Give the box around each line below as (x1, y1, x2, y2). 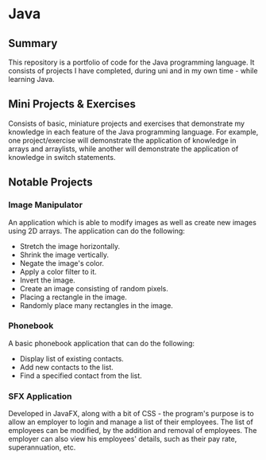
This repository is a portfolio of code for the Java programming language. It (8, 57, 255, 67)
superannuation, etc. (8, 442, 76, 452)
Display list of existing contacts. (19, 353, 125, 363)
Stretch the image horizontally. (19, 241, 121, 251)
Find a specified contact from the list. (19, 371, 143, 380)
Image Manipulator (8, 200, 83, 211)
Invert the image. (19, 275, 75, 285)
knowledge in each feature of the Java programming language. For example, (8, 127, 259, 136)
